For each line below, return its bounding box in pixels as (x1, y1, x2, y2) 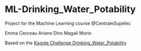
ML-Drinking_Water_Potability (5, 4, 136, 15)
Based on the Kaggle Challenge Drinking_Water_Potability (5, 39, 127, 46)
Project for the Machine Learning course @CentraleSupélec (5, 20, 131, 26)
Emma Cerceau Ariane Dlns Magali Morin (5, 30, 92, 36)
